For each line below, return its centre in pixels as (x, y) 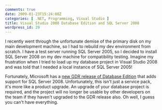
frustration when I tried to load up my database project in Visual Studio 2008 (81, 62)
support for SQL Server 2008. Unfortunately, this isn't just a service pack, (78, 82)
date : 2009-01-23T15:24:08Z (33, 14)
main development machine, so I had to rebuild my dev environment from (78, 47)
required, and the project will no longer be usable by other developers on (78, 92)
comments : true (20, 9)
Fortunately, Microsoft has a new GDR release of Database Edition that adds (81, 77)
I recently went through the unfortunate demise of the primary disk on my (78, 41)
